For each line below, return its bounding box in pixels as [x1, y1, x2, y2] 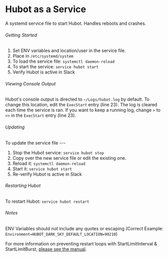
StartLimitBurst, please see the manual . [5, 246, 87, 252]
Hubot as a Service [5, 4, 86, 15]
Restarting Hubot [5, 183, 41, 189]
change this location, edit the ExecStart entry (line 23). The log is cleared [5, 102, 157, 108]
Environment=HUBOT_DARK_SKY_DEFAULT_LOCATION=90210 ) [5, 231, 118, 237]
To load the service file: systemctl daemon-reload [12, 58, 115, 64]
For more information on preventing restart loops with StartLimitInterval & [5, 240, 157, 246]
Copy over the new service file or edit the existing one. [12, 155, 127, 161]
